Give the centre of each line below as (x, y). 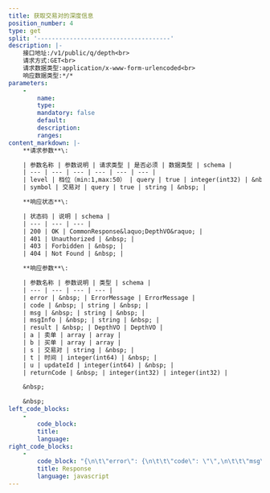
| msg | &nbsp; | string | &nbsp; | (84, 313)
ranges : (50, 135)
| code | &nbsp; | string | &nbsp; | (86, 305)
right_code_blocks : (41, 446)
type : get (25, 31)
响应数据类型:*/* (48, 76)
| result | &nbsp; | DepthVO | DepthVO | (93, 328)
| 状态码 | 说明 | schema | (67, 216)
